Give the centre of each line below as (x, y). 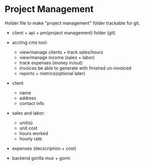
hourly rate (31, 138)
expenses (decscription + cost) (44, 148)
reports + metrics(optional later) (52, 73)
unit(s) (26, 122)
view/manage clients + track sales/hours (61, 52)
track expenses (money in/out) (51, 62)
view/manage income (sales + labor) (57, 57)
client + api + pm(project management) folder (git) (64, 32)
